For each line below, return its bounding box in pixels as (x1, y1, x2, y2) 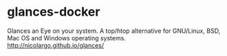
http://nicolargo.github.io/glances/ (7, 41, 105, 49)
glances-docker (7, 4, 100, 20)
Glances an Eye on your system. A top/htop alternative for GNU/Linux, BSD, (7, 27, 221, 35)
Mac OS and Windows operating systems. (7, 33, 126, 42)
